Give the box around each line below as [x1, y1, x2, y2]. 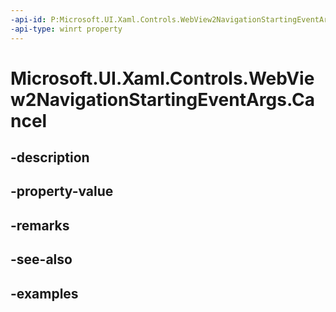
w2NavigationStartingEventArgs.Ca [10, 88, 315, 111]
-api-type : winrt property [10, 24, 123, 34]
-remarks [10, 217, 70, 234]
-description [10, 149, 90, 166]
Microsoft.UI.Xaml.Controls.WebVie [10, 67, 315, 90]
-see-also [10, 251, 73, 268]
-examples [10, 285, 79, 302]
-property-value [10, 183, 114, 200]
